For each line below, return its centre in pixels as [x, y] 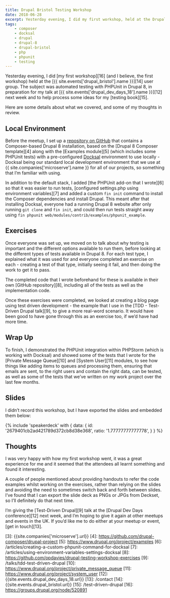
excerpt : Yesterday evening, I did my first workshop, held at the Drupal [86, 19]
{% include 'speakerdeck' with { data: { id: [49, 425]
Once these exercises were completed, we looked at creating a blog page [82, 300]
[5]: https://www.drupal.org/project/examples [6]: [111, 542]
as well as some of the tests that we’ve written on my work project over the [83, 377]
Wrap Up [19, 337]
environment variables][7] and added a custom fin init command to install [84, 194]
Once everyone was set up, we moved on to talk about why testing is [77, 243]
